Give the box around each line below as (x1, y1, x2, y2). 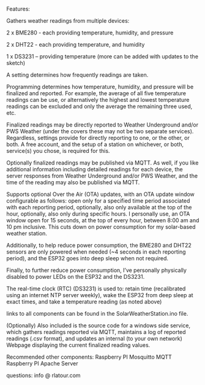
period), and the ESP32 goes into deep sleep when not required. (6, 255, 169, 262)
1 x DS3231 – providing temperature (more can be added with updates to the (6, 53, 199, 60)
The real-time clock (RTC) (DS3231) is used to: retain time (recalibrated (6, 285, 186, 292)
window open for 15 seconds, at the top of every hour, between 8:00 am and (6, 217, 199, 224)
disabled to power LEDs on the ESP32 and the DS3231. (6, 273, 145, 280)
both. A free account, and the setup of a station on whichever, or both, (6, 141, 184, 148)
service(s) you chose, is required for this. (6, 147, 110, 154)
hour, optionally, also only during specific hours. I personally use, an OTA (6, 210, 190, 217)
